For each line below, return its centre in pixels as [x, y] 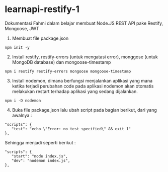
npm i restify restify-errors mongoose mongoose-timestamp [68, 71]
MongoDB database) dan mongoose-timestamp [61, 62]
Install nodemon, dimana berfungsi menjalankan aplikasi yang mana [82, 80]
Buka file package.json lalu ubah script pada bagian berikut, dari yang [84, 110]
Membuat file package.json [40, 38]
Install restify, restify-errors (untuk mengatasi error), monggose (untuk [85, 57]
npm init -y [17, 47]
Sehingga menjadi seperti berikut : [40, 142]
